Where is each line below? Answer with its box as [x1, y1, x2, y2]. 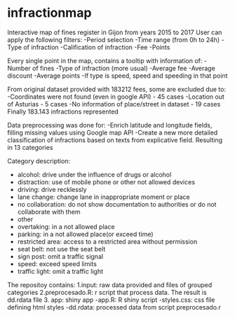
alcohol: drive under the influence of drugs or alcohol [17, 170, 172, 179]
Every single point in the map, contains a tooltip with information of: [7, 56, 203, 64]
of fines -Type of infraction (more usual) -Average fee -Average [32, 64, 215, 72]
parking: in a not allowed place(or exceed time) [17, 230, 154, 238]
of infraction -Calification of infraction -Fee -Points [23, 43, 170, 51]
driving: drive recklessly [17, 185, 87, 193]
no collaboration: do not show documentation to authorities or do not [17, 200, 217, 208]
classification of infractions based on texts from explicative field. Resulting [7, 135, 223, 144]
